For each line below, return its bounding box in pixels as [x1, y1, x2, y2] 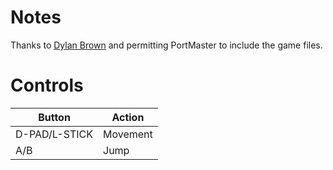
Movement [103, 127, 153, 141]
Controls [10, 74, 84, 97]
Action [111, 110, 145, 124]
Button [38, 110, 71, 124]
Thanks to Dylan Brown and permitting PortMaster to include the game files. [10, 39, 323, 51]
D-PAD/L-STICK [15, 127, 93, 141]
